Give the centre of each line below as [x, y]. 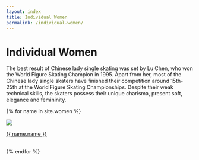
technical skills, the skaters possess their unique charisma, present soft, [94, 94]
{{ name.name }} [26, 134]
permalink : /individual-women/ [45, 23]
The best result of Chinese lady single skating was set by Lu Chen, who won [99, 68]
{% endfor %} [23, 152]
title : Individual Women [37, 17]
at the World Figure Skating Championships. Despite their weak [96, 87]
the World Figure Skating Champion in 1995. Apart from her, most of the [94, 75]
